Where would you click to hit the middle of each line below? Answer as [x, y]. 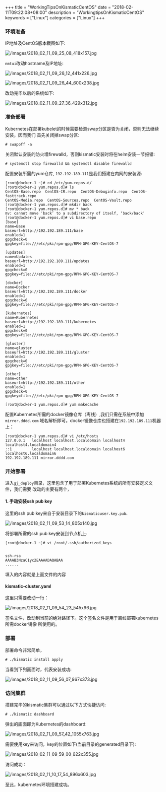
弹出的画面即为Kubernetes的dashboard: [46, 724]
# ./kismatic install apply [34, 659]
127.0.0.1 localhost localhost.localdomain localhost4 [65, 440]
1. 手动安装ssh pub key [29, 502]
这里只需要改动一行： [27, 598]
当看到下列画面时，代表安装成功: [38, 669]
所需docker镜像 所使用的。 [32, 624]
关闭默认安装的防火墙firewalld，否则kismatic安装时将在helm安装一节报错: [80, 154]
